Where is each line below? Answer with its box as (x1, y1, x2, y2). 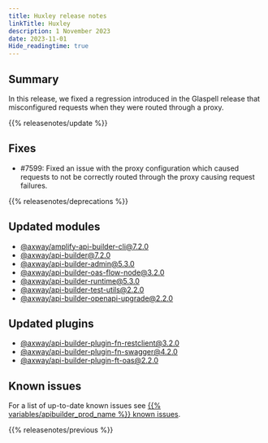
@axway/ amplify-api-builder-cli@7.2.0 (19, 241, 149, 251)
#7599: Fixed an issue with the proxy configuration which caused (19, 163, 240, 173)
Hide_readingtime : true (8, 42, 89, 50)
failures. (19, 180, 48, 190)
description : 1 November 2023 (8, 27, 111, 35)
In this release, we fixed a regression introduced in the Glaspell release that (8, 93, 261, 103)
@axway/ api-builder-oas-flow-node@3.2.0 (19, 267, 165, 277)
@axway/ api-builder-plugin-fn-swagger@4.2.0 (19, 347, 179, 357)
